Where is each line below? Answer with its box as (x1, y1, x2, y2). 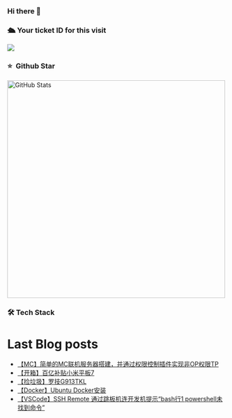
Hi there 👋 (7, 6, 42, 16)
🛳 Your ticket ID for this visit (7, 25, 107, 35)
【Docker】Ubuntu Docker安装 (17, 386, 107, 394)
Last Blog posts (7, 336, 99, 352)
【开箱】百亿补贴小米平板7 (17, 369, 95, 377)
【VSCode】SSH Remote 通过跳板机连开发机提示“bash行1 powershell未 (17, 395, 223, 403)
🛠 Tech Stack (7, 308, 55, 318)
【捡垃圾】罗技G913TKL (17, 378, 87, 386)
